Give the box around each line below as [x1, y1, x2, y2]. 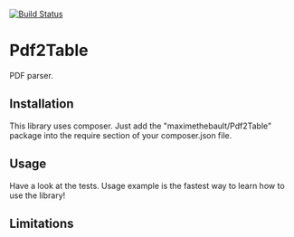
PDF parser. [9, 70, 54, 81]
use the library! [9, 190, 66, 201]
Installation [9, 96, 74, 112]
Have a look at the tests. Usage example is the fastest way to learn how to [9, 180, 285, 191]
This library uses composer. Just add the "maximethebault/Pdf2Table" [9, 120, 272, 131]
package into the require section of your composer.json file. [9, 129, 232, 140]
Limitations [9, 215, 74, 231]
